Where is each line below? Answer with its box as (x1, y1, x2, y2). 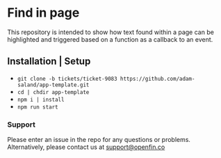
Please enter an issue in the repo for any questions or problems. (7, 136, 191, 144)
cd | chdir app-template (17, 88, 90, 95)
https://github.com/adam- (120, 75, 195, 82)
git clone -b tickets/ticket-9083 (17, 75, 117, 82)
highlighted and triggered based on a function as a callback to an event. (7, 35, 213, 43)
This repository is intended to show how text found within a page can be (7, 28, 214, 36)
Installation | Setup (7, 56, 91, 68)
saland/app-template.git (17, 81, 90, 88)
